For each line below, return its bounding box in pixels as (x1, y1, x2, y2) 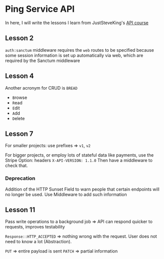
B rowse (12, 95, 28, 100)
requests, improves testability (5, 224, 65, 230)
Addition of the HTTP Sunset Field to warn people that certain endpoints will (5, 186, 160, 192)
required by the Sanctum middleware (5, 58, 80, 64)
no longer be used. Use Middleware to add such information (5, 191, 127, 197)
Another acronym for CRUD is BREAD (5, 85, 78, 91)
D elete (12, 115, 25, 121)
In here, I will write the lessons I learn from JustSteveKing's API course (5, 20, 149, 26)
